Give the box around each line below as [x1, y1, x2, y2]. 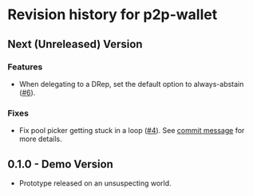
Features [7, 61, 43, 73]
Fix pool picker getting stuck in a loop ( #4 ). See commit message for [18, 126, 245, 135]
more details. [18, 134, 63, 144]
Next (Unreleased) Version [7, 37, 143, 51]
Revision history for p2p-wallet [7, 6, 218, 24]
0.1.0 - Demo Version [7, 157, 113, 171]
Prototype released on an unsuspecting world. [18, 178, 172, 188]
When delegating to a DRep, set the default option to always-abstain [18, 79, 244, 88]
